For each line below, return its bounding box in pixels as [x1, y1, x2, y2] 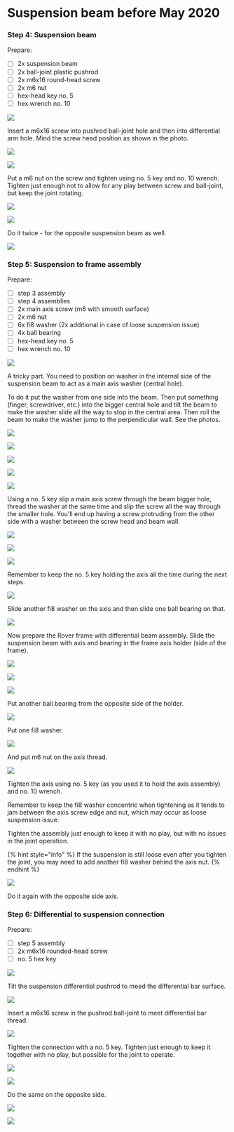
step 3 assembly [17, 289, 65, 298]
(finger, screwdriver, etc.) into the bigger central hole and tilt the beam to [7, 400, 217, 409]
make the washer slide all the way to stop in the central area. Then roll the [7, 407, 221, 416]
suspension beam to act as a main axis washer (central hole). [7, 379, 184, 388]
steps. [7, 577, 25, 586]
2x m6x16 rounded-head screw [17, 947, 109, 956]
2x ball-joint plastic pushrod [17, 67, 99, 76]
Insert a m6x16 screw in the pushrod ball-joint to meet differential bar [7, 1009, 207, 1018]
